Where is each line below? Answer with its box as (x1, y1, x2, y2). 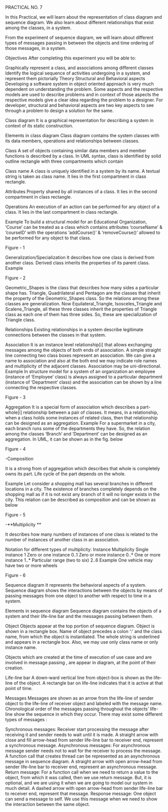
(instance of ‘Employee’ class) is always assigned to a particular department (5, 374, 163, 380)
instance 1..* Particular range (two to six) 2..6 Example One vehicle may (5, 557, 153, 563)
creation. (5, 665, 24, 671)
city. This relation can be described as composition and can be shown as (5, 496, 156, 503)
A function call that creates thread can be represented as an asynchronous (5, 753, 160, 759)
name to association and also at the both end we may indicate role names (5, 358, 157, 363)
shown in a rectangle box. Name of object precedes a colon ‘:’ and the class (5, 629, 162, 634)
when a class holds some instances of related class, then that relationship (5, 415, 158, 420)
